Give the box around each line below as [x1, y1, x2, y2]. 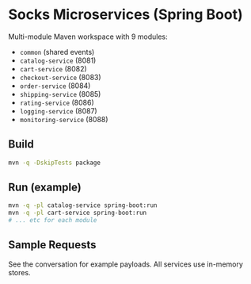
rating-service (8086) [19, 98, 95, 107]
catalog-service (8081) [19, 56, 97, 65]
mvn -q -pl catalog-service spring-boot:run [8, 201, 158, 209]
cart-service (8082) [19, 63, 87, 73]
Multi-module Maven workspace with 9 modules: [8, 32, 168, 41]
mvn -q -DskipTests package [8, 159, 101, 167]
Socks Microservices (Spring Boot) [8, 6, 243, 24]
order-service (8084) [19, 81, 91, 90]
